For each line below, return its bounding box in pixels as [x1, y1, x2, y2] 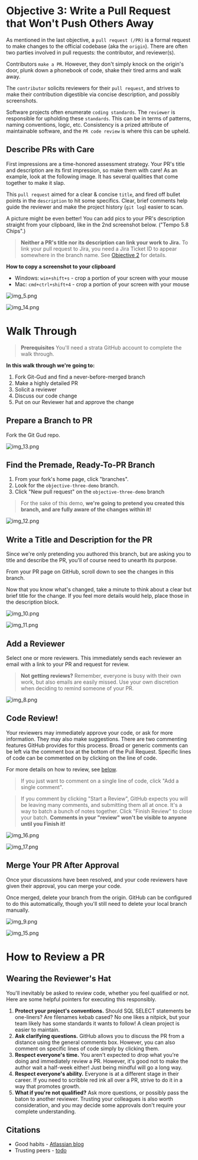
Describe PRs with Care [6, 145, 95, 155]
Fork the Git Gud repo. [6, 431, 60, 438]
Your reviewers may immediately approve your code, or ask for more [6, 729, 173, 736]
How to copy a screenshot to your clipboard [6, 262, 116, 270]
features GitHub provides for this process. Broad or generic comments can [6, 742, 188, 749]
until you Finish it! [20, 820, 66, 827]
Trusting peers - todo [14, 1147, 67, 1154]
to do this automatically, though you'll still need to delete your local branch [6, 900, 187, 907]
